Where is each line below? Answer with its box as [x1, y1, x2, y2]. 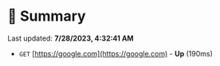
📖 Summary [7, 7, 86, 25]
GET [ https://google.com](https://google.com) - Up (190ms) [18, 49, 213, 58]
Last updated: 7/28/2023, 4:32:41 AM [7, 33, 134, 43]
